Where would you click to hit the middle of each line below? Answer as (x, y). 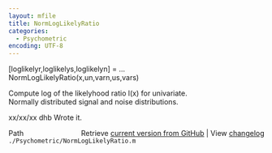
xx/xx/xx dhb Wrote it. (45, 117)
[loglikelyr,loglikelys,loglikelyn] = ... (67, 69)
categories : (28, 31)
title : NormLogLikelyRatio (54, 23)
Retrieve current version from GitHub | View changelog (173, 134)
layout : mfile (32, 16)
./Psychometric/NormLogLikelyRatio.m (72, 141)
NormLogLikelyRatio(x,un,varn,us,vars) (74, 78)
